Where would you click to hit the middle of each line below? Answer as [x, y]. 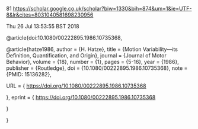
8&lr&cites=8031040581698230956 [50, 15]
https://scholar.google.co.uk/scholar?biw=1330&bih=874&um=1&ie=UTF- [102, 9]
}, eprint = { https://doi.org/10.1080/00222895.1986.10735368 [81, 97]
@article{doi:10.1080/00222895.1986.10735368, [64, 38]
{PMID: [15, 74]
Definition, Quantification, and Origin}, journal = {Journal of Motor [87, 55]
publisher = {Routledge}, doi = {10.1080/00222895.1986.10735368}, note [95, 68]
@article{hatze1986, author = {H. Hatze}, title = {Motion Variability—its [92, 49]
